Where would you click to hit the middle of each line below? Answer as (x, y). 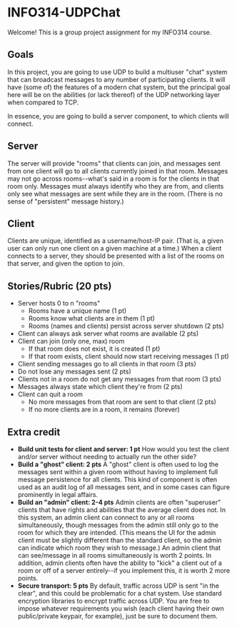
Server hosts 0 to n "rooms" (59, 304)
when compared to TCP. (43, 102)
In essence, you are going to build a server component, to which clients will (118, 116)
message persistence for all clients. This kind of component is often (117, 480)
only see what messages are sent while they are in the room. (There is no (115, 194)
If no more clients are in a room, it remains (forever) (104, 410)
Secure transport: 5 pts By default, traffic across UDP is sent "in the (118, 586)
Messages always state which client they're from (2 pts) (100, 387)
